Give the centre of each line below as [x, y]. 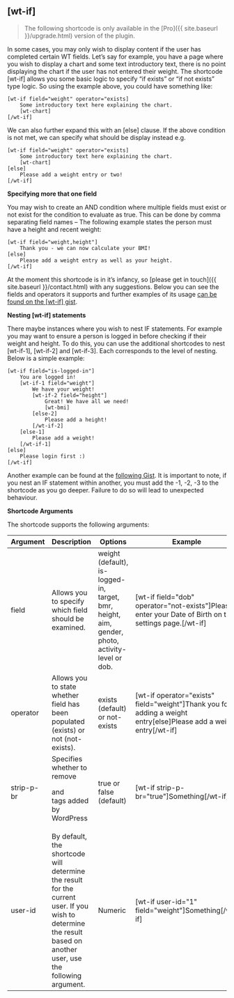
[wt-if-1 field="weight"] [57, 383]
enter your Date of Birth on [179, 614]
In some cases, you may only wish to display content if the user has [104, 49]
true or [109, 783]
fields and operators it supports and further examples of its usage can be [112, 294]
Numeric [112, 910]
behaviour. [23, 497]
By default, [69, 836]
